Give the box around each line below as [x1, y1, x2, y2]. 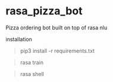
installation [5, 35, 32, 42]
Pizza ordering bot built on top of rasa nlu [5, 24, 108, 31]
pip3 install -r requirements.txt [20, 47, 95, 54]
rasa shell [20, 70, 44, 77]
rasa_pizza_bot [5, 4, 83, 18]
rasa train [20, 59, 44, 66]
